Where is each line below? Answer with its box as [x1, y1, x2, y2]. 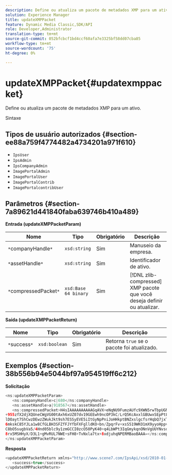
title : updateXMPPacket [5, 17, 56, 22]
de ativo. [130, 263, 151, 270]
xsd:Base [64, 286, 86, 291]
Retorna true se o [105, 338, 148, 345]
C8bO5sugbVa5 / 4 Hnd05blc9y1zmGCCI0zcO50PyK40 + [5, 427, 104, 432]
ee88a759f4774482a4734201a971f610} [5, 138, 136, 147]
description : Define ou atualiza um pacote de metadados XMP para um [5, 7, 157, 13]
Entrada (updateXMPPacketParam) [5, 221, 81, 227]
